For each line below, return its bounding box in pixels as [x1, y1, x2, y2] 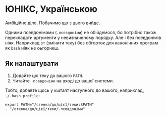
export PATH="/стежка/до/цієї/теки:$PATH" [5, 102, 94, 107]
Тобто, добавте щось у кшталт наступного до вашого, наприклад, [5, 87, 144, 93]
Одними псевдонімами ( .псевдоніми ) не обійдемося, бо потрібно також [5, 29, 157, 35]
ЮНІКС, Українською [5, 3, 98, 15]
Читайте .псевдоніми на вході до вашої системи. [12, 77, 114, 83]
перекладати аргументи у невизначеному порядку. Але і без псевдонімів [5, 35, 162, 40]
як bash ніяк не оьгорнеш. [5, 45, 59, 51]
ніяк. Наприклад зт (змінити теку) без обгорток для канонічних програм [5, 39, 159, 45]
